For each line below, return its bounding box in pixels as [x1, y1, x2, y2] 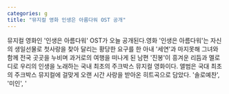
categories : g [7, 10, 48, 17]
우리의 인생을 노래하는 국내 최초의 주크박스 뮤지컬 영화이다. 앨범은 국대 [19, 62, 210, 70]
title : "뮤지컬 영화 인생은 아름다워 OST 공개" [7, 16, 126, 23]
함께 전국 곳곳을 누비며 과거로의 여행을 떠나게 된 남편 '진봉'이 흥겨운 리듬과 [7, 53, 208, 62]
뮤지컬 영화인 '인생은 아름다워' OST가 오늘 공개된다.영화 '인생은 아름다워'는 [7, 36, 209, 45]
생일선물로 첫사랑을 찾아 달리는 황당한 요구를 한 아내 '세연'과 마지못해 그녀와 [14, 45, 219, 53]
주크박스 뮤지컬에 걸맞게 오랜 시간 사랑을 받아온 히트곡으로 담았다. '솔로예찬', [14, 70, 220, 79]
